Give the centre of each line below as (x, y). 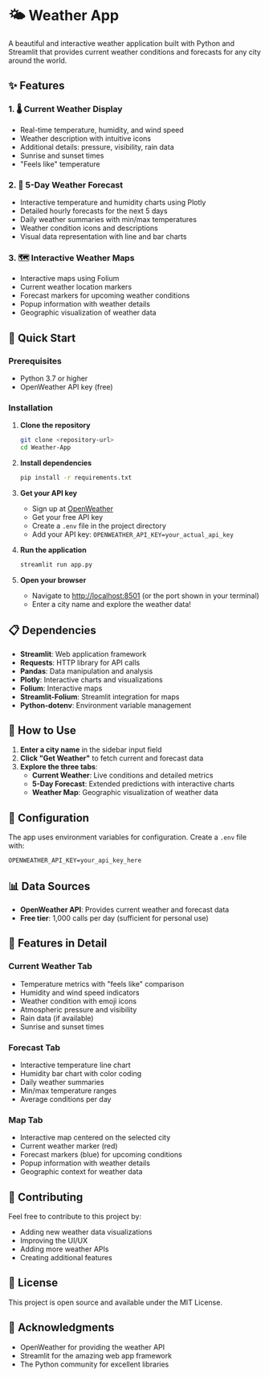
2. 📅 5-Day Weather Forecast (65, 184)
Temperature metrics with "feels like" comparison (102, 983)
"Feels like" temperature (60, 164)
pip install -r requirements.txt (76, 477)
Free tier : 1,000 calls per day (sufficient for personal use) (114, 917)
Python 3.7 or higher (54, 378)
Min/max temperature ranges (68, 1090)
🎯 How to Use (42, 730)
